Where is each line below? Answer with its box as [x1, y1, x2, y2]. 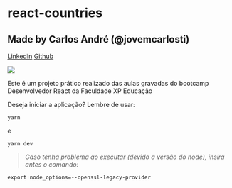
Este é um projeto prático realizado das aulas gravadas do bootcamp [7, 79, 209, 87]
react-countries [7, 5, 103, 21]
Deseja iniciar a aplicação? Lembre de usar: [7, 101, 135, 109]
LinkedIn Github [7, 52, 54, 60]
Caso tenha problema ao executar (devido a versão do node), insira [24, 153, 225, 161]
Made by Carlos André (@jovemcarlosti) [7, 33, 190, 45]
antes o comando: [24, 160, 79, 168]
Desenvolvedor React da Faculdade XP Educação [7, 87, 153, 95]
